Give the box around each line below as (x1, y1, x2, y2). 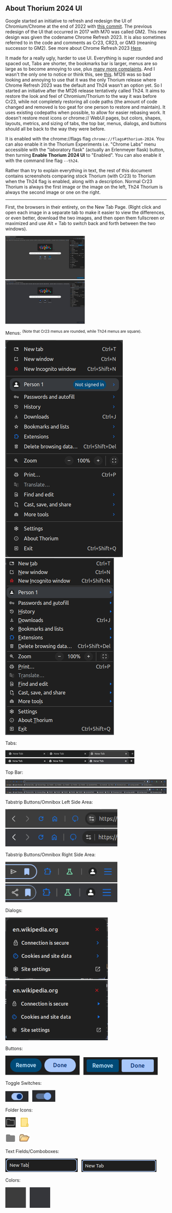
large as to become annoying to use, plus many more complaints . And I (5, 66, 155, 72)
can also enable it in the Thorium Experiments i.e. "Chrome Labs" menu (5, 141, 156, 147)
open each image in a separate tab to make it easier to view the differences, (5, 209, 165, 215)
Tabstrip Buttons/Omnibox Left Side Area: (5, 799, 93, 805)
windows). (5, 226, 27, 232)
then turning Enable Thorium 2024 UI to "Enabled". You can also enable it (5, 152, 161, 158)
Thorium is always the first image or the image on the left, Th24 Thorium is (5, 184, 163, 190)
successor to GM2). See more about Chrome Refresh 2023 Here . (5, 45, 142, 51)
